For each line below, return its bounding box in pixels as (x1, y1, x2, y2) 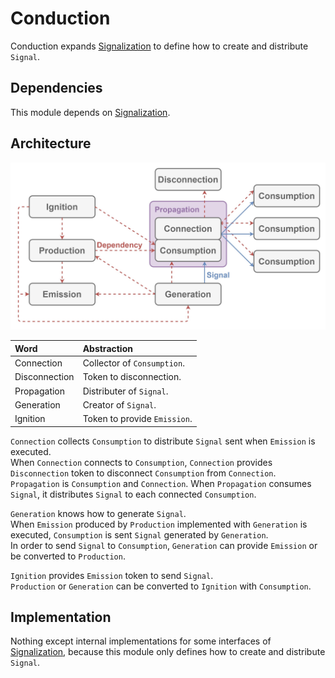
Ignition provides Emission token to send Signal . (10, 569, 214, 581)
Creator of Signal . (82, 398, 157, 411)
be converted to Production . (10, 550, 126, 562)
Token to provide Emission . (82, 413, 193, 425)
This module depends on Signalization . (10, 106, 171, 118)
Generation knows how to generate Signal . (10, 507, 187, 519)
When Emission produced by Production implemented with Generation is (10, 518, 308, 530)
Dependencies (10, 80, 103, 97)
